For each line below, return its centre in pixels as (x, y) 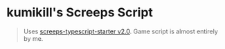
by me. (33, 38)
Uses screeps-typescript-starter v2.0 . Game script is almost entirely (121, 31)
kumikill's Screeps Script (80, 13)
